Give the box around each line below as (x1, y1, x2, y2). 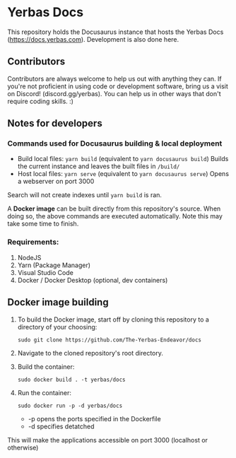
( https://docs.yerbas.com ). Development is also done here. (7, 35, 179, 43)
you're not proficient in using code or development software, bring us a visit (7, 82, 228, 90)
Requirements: (7, 237, 59, 247)
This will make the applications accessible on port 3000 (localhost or (7, 435, 208, 444)
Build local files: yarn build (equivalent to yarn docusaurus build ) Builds (17, 155, 229, 163)
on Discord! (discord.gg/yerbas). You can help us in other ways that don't (7, 89, 221, 98)
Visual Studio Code (17, 268, 74, 276)
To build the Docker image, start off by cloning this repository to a (17, 315, 210, 324)
